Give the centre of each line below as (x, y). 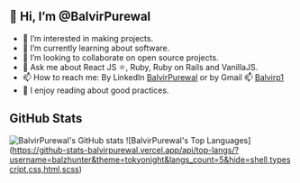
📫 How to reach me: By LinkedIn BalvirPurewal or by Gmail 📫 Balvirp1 (153, 77)
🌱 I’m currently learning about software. (96, 48)
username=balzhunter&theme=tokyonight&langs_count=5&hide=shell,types (150, 160)
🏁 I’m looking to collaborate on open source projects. (120, 57)
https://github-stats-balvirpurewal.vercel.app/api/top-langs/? (126, 150)
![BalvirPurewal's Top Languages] (188, 140)
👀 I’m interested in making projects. (88, 38)
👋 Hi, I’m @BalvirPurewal (80, 17)
